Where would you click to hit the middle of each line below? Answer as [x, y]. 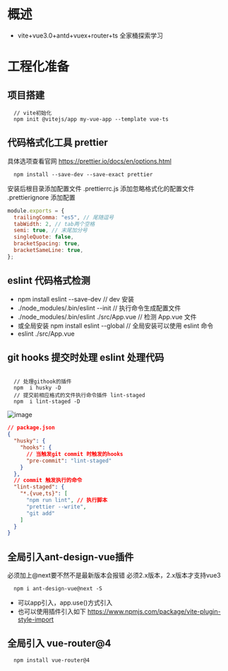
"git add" [40, 513]
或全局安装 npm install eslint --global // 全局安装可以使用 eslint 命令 [115, 326]
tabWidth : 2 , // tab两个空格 [54, 224]
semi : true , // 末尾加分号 [51, 231]
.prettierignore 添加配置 [41, 197]
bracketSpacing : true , [47, 244]
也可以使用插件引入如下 [52, 612]
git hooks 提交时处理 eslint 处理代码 [86, 357]
